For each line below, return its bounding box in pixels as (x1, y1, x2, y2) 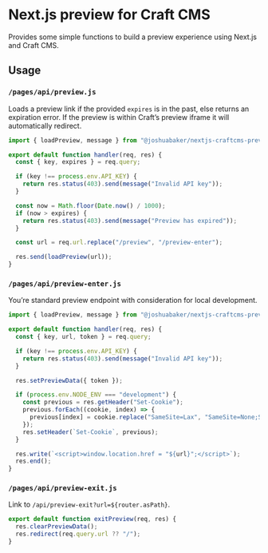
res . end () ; (15, 457, 52, 465)
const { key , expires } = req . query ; (15, 158, 141, 166)
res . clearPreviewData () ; (15, 523, 98, 531)
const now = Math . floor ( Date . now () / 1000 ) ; (15, 201, 166, 209)
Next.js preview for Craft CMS (8, 6, 211, 24)
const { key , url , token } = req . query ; (15, 333, 152, 341)
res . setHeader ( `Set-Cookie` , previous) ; (22, 428, 159, 436)
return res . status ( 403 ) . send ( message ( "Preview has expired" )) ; (22, 217, 238, 225)
